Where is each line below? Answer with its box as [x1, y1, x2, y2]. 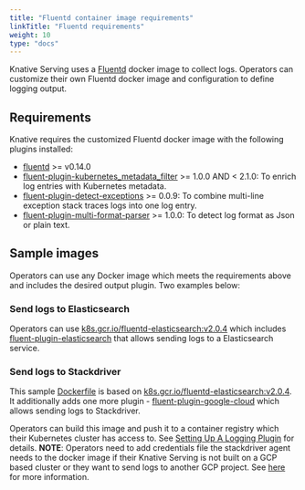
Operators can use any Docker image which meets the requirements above [9, 270, 292, 281]
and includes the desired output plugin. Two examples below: [9, 279, 240, 290]
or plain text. [22, 220, 70, 231]
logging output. [9, 83, 67, 94]
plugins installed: [9, 143, 73, 155]
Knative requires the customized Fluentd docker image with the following [9, 134, 285, 145]
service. [9, 343, 40, 354]
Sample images [9, 245, 100, 261]
